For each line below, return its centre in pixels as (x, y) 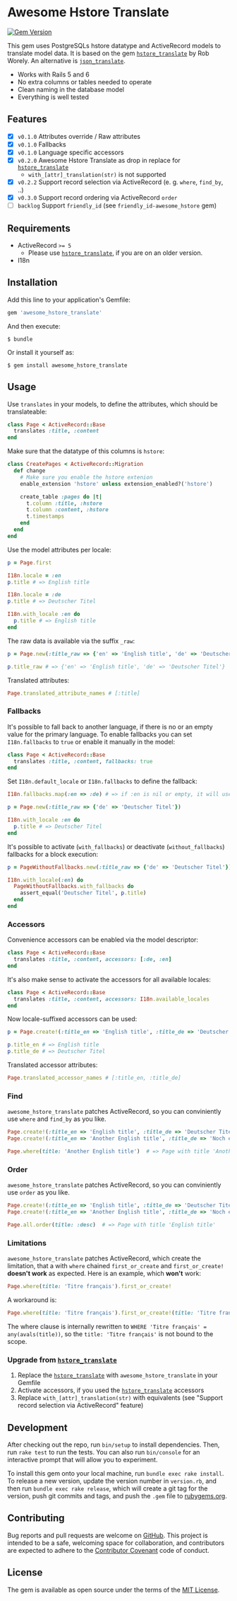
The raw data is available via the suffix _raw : (71, 641)
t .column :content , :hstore (67, 510)
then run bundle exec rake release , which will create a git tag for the (108, 1488)
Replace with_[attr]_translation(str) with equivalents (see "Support (120, 1398)
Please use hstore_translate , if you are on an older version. (115, 253)
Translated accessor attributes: (53, 1065)
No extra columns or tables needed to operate (85, 81)
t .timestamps (45, 517)
